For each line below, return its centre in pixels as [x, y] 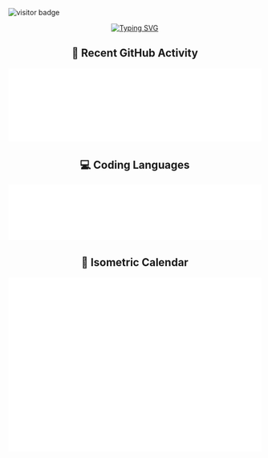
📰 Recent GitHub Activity [135, 53]
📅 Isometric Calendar [135, 262]
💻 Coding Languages [135, 165]
